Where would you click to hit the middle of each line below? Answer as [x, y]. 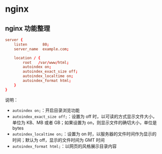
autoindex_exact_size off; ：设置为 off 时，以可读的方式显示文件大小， [84, 116]
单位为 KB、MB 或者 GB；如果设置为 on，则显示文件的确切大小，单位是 [84, 122]
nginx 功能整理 [28, 28]
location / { [27, 58]
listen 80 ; [32, 44]
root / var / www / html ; [46, 62]
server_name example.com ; [41, 49]
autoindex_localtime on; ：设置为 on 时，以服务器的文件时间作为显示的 [84, 134]
